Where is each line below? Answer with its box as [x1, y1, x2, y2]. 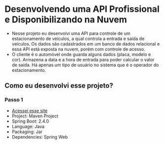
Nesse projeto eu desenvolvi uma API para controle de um [11, 30, 130, 36]
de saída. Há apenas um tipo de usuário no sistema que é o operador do [11, 62, 159, 68]
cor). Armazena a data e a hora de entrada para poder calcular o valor [11, 56, 155, 62]
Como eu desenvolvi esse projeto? [4, 82, 113, 90]
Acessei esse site [11, 107, 48, 113]
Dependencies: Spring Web [11, 134, 68, 140]
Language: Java [11, 123, 45, 129]
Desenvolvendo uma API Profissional [4, 3, 160, 15]
